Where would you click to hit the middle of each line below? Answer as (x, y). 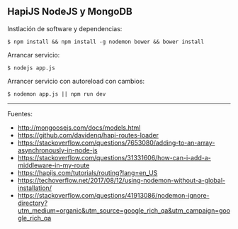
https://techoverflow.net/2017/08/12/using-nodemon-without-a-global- (121, 180)
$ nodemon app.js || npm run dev (57, 94)
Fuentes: (20, 113)
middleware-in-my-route (53, 165)
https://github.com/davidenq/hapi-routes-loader (88, 135)
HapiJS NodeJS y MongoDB (70, 12)
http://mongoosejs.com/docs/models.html (79, 128)
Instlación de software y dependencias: (65, 28)
